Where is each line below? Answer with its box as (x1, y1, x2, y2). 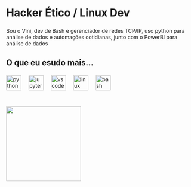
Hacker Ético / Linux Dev (6, 6, 130, 20)
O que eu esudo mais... (6, 57, 94, 68)
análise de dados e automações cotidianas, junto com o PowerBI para (6, 33, 178, 41)
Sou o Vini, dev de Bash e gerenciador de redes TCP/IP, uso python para (6, 27, 185, 35)
